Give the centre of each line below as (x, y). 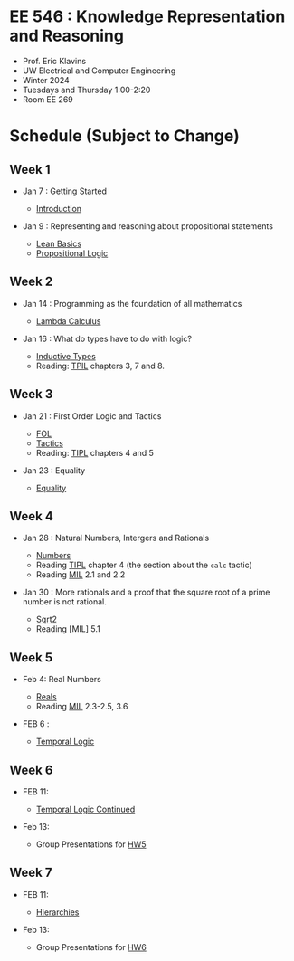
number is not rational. (64, 602)
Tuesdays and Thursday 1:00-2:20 (86, 90)
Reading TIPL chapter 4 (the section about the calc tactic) (144, 565)
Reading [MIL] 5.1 (68, 629)
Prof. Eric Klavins (54, 61)
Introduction (59, 208)
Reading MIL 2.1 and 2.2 (81, 575)
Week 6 (31, 770)
